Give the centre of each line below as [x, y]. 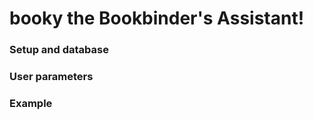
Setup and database [59, 50]
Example [31, 103]
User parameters [51, 77]
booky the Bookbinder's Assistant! [157, 18]
